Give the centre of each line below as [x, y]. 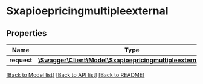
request [21, 60]
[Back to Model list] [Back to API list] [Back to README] [76, 75]
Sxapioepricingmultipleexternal [87, 11]
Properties [27, 33]
